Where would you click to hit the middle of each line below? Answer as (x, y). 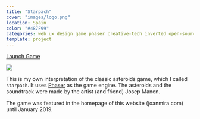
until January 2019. (29, 109)
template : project (29, 39)
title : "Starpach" (29, 12)
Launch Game (23, 56)
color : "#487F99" (28, 28)
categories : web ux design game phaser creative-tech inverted (86, 34)
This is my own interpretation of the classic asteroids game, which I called (97, 79)
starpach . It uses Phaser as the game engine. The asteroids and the (89, 85)
